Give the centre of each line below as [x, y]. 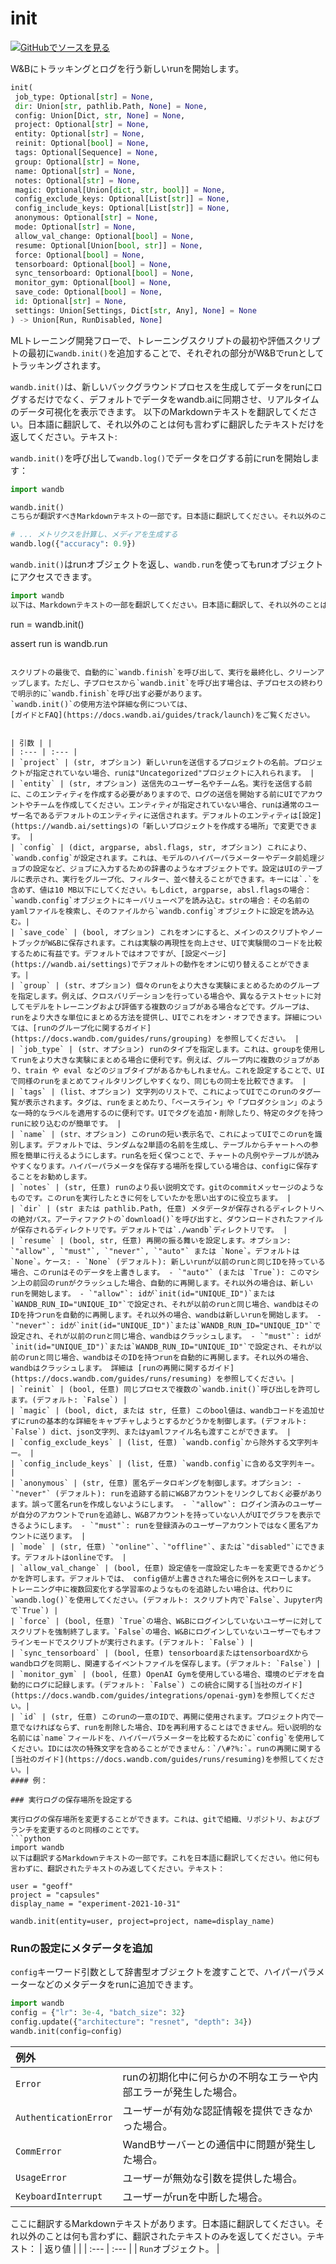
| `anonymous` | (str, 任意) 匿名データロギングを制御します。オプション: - [156, 1483]
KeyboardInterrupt [59, 2196]
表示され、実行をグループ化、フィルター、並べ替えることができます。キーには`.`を [172, 879]
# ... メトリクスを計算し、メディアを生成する [94, 535]
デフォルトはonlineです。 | [75, 1557]
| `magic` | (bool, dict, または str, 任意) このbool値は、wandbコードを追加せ [167, 1410]
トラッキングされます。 [58, 365]
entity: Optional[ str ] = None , [79, 134]
